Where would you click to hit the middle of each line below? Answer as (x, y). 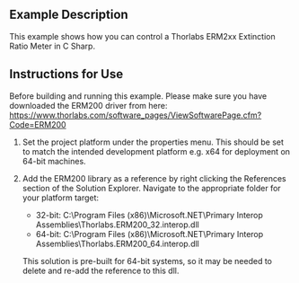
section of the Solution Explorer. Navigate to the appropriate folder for (151, 188)
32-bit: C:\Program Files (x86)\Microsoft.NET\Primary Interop (149, 215)
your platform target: (61, 198)
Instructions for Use (66, 74)
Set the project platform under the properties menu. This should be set (153, 142)
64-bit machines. (54, 161)
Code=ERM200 (38, 124)
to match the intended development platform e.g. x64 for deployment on (156, 151)
